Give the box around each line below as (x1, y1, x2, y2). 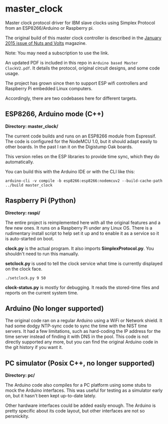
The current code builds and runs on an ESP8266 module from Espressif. (5, 133, 156, 139)
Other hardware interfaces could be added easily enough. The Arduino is (5, 402, 156, 408)
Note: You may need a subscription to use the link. (5, 50, 109, 56)
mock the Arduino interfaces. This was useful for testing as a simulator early (5, 387, 163, 393)
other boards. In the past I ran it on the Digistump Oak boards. (5, 144, 133, 150)
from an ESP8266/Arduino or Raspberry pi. (5, 25, 94, 31)
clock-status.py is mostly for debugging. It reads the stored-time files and (5, 284, 159, 290)
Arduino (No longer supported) (5, 304, 104, 313)
